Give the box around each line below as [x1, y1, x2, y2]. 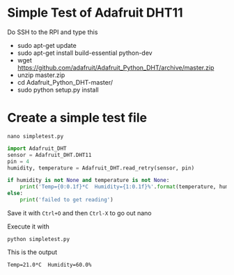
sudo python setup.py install [17, 85, 99, 94]
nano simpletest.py [7, 133, 64, 140]
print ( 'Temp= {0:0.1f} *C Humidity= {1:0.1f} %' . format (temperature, [19, 183, 217, 190]
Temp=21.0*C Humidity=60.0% [7, 261, 92, 268]
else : [7, 190, 23, 197]
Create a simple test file [7, 110, 148, 126]
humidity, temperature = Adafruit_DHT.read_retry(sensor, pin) [7, 165, 195, 172]
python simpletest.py [7, 235, 70, 242]
